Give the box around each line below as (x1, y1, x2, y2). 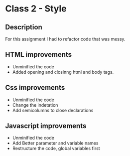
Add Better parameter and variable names (12, 140, 99, 146)
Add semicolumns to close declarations (12, 107, 94, 113)
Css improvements (5, 83, 65, 92)
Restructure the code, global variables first (12, 146, 101, 152)
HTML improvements (5, 50, 72, 59)
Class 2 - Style (5, 3, 67, 14)
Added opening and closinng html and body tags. (12, 69, 114, 75)
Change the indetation (12, 102, 58, 108)
